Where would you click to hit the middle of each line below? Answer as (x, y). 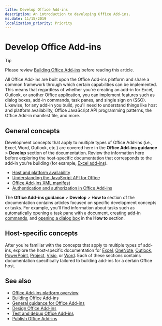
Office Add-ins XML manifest (41, 183)
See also (18, 281)
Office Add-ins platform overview (45, 292)
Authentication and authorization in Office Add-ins (62, 188)
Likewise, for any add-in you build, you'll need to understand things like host (81, 105)
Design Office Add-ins (34, 308)
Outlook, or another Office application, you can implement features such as (80, 95)
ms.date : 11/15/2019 (26, 18)
